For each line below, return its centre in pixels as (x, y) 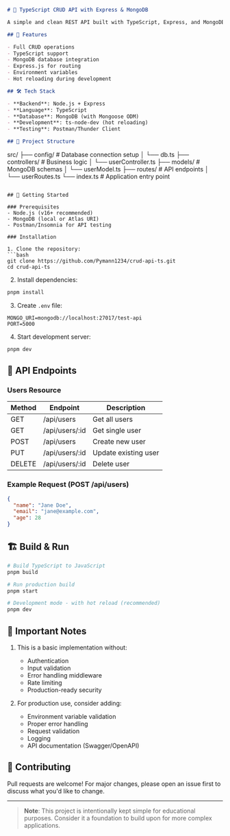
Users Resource (34, 390)
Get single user (117, 431)
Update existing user (126, 453)
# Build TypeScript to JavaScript (56, 566)
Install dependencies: (47, 280)
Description (126, 408)
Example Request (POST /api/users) (68, 485)
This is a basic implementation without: (72, 647)
